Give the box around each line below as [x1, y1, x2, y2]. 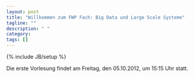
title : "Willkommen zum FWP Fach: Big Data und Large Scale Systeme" [6, 14, 186, 20]
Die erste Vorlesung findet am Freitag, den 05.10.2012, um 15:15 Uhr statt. [6, 65, 189, 72]
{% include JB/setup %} [6, 53, 66, 60]
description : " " [6, 25, 50, 32]
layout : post [6, 8, 39, 15]
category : [6, 31, 31, 37]
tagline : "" [6, 20, 36, 26]
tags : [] [6, 37, 28, 43]
